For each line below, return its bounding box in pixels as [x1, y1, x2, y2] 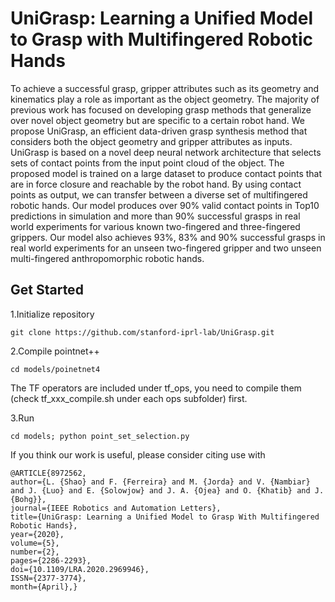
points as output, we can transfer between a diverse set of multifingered [10, 188, 308, 201]
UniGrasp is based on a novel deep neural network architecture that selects [10, 146, 322, 158]
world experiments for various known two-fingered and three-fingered [10, 220, 301, 232]
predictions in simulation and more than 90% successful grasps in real [10, 210, 301, 222]
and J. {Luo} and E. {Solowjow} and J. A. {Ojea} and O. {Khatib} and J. [10, 485, 325, 496]
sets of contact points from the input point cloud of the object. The [10, 157, 285, 169]
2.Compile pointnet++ [10, 345, 100, 357]
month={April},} [10, 582, 78, 592]
